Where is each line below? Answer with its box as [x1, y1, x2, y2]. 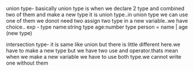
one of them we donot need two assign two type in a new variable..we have [6, 17, 188, 24]
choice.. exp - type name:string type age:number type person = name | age [6, 23, 188, 30]
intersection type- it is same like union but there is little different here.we [6, 41, 181, 48]
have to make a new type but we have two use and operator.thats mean [6, 47, 178, 54]
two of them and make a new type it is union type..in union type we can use [6, 11, 188, 18]
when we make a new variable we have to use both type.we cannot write [6, 54, 182, 60]
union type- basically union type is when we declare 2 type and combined [6, 5, 185, 12]
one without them [6, 59, 49, 66]
